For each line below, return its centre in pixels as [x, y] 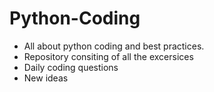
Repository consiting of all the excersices [108, 56]
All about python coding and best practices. [114, 46]
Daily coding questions [71, 67]
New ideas [46, 78]
